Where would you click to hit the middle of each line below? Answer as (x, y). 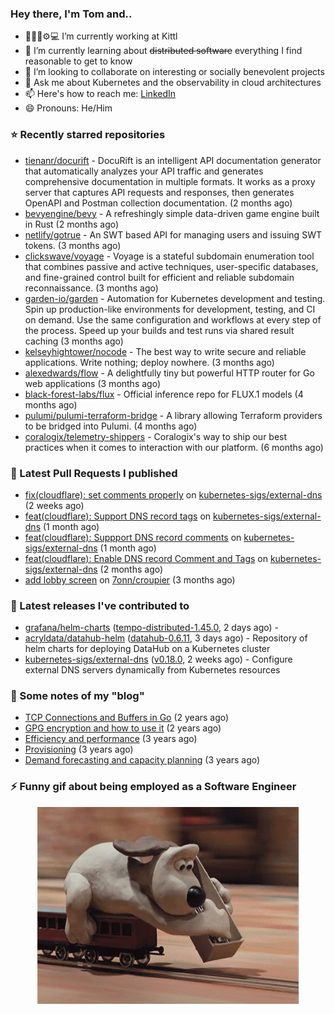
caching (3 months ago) (74, 341)
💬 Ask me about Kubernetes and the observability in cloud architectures (173, 83)
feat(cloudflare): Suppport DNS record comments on (133, 537)
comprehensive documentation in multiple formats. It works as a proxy (170, 181)
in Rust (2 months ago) (72, 224)
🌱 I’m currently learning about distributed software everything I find (163, 51)
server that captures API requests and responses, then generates (159, 192)
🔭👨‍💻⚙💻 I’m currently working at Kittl (101, 36)
